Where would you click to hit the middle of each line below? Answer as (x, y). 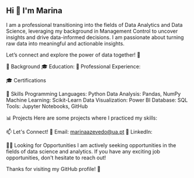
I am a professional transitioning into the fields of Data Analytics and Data (94, 25)
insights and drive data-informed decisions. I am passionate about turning (95, 37)
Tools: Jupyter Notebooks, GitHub (47, 106)
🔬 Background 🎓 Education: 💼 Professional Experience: (73, 66)
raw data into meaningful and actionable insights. (65, 43)
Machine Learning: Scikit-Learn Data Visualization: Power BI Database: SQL (97, 100)
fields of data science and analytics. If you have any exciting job (83, 151)
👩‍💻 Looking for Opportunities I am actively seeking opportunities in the (91, 145)
